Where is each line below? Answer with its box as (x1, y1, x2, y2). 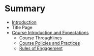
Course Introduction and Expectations (11, 29, 89, 35)
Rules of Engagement (19, 45, 63, 51)
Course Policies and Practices (19, 40, 80, 46)
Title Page (11, 24, 32, 30)
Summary (4, 3, 45, 14)
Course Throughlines (19, 35, 62, 41)
